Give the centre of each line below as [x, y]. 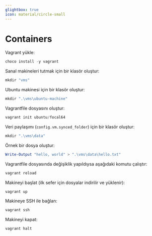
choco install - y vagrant [32, 62]
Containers [29, 39]
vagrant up [16, 191]
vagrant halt [19, 229]
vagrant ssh [17, 210]
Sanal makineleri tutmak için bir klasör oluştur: [52, 71]
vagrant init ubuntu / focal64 [35, 118]
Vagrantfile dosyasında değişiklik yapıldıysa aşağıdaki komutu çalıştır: [76, 164]
